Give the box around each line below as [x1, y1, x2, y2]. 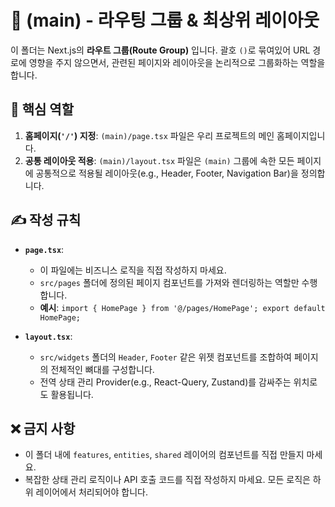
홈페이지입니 [276, 129, 326, 141]
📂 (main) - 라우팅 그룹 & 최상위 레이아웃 [10, 9, 320, 32]
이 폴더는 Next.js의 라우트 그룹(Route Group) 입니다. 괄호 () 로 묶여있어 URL [10, 44, 311, 56]
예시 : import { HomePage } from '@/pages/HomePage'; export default [39, 301, 326, 313]
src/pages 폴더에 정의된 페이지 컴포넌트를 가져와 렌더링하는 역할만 [39, 276, 300, 288]
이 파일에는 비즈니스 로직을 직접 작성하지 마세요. [39, 264, 227, 276]
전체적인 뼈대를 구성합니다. [50, 363, 155, 375]
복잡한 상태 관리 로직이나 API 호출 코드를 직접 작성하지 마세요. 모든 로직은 [24, 474, 311, 486]
